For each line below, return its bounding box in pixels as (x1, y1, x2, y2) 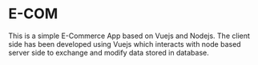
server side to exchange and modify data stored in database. (8, 48, 210, 57)
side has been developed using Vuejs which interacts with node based (8, 39, 242, 48)
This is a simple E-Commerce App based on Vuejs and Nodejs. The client (8, 31, 251, 40)
